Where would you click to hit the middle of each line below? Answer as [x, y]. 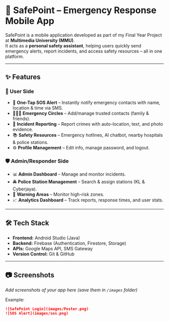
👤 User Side [20, 91]
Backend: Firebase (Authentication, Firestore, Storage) [69, 243]
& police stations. [30, 142]
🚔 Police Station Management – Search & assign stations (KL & [78, 182]
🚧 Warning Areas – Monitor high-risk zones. [58, 194]
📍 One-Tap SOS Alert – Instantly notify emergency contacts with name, [86, 102]
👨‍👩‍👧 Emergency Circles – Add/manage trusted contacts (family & [81, 113]
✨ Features [23, 77]
